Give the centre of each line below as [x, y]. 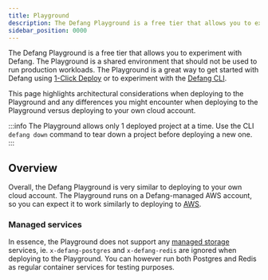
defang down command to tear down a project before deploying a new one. [130, 134]
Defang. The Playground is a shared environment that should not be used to [133, 61]
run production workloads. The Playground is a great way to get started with [134, 70]
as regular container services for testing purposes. [92, 267]
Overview [33, 168]
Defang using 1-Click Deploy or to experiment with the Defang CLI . [118, 78]
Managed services [45, 225]
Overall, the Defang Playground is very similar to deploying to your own [125, 187]
